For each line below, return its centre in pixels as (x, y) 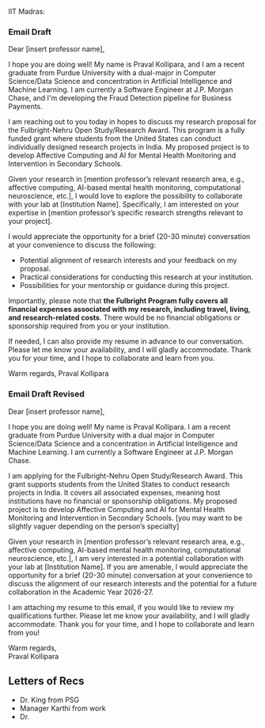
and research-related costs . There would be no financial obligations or (125, 318)
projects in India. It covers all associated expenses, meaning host (114, 492)
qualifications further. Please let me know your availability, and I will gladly (129, 616)
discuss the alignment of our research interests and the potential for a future (132, 583)
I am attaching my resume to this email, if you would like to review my (121, 607)
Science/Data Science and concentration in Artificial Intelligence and (120, 82)
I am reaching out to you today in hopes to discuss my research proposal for (132, 122)
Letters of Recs (46, 681)
